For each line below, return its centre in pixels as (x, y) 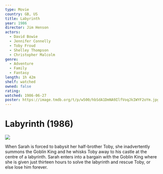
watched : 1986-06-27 (26, 95)
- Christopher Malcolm (32, 55)
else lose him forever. (26, 167)
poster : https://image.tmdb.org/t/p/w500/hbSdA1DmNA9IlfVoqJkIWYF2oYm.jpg (82, 100)
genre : (12, 59)
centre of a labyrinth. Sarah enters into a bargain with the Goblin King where (81, 157)
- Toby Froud (23, 46)
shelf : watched (20, 82)
